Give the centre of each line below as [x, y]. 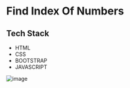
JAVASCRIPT [31, 67]
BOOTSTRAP [31, 61]
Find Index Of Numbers [65, 11]
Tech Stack [28, 33]
